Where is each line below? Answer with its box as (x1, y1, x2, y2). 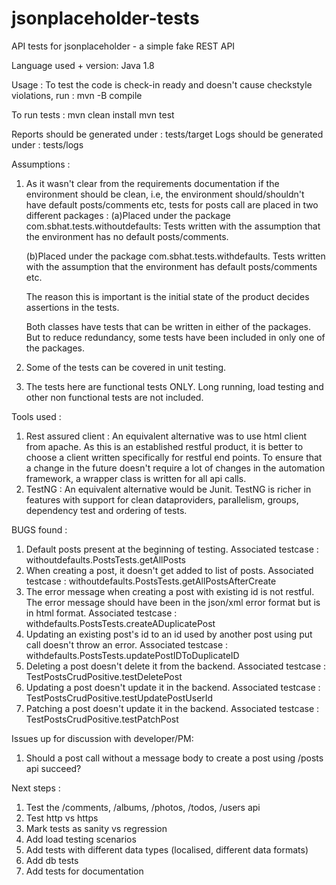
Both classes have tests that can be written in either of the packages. (25, 320, 311, 332)
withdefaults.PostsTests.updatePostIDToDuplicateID (25, 649, 240, 661)
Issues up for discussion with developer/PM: (11, 732, 194, 744)
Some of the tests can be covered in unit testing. (25, 361, 227, 373)
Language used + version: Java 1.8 (11, 59, 155, 71)
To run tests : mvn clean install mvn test (11, 108, 175, 121)
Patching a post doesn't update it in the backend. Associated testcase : (25, 702, 320, 714)
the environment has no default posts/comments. (25, 230, 229, 242)
